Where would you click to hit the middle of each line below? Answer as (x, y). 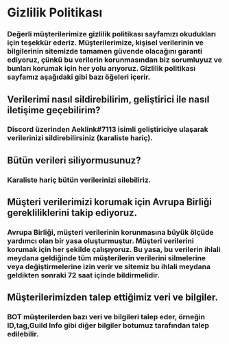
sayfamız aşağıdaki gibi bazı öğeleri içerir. (79, 77)
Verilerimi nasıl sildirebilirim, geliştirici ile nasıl (108, 99)
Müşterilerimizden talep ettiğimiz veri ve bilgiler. (112, 298)
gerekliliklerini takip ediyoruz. (72, 213)
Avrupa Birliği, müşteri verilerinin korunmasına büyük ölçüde (110, 233)
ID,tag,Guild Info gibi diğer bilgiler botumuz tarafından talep (108, 325)
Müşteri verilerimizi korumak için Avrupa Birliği (110, 202)
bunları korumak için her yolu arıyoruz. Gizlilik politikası (101, 69)
